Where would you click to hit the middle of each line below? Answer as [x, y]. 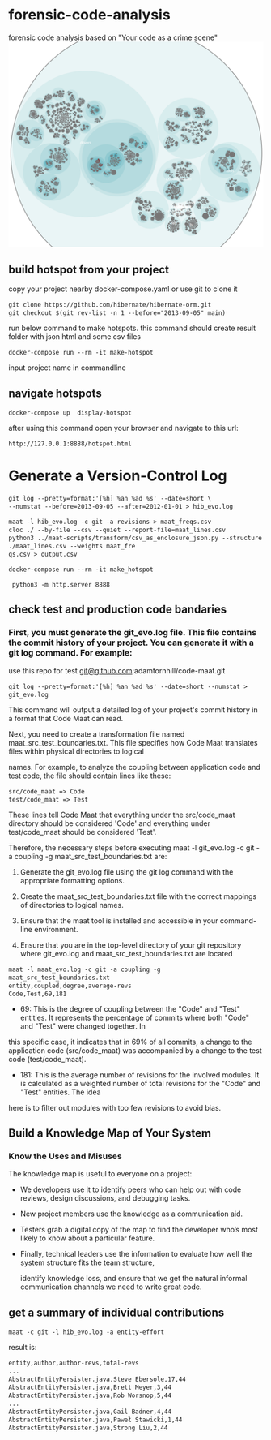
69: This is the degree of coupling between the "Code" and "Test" [130, 1008]
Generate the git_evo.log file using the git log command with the [127, 872]
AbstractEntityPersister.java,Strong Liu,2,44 [88, 1428]
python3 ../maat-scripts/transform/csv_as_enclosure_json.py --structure [135, 538]
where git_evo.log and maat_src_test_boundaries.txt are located [126, 953]
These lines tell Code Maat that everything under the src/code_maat [122, 815]
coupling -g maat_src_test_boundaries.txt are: [91, 856]
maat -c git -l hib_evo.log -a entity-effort [86, 1332]
